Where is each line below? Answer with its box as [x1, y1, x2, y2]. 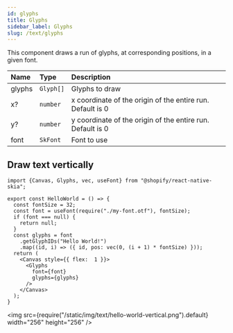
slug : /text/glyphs [7, 29, 64, 37]
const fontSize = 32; [13, 202, 76, 209]
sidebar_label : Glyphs [7, 23, 73, 30]
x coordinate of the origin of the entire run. [71, 95, 209, 105]
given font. [7, 56, 38, 65]
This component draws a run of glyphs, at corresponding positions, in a [7, 49, 212, 57]
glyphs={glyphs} [32, 275, 79, 282]
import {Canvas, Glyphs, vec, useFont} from [7, 178, 138, 185]
